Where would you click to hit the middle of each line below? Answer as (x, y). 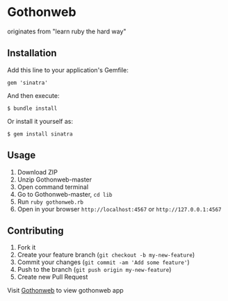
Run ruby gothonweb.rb (50, 202)
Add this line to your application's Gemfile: (68, 70)
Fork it (26, 247)
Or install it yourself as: (40, 121)
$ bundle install (32, 108)
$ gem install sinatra (40, 134)
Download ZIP (37, 172)
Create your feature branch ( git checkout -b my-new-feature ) (106, 255)
